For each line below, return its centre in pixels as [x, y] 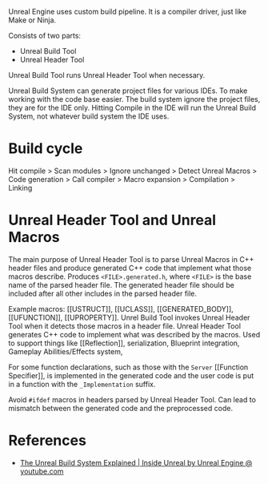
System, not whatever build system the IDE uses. [89, 116]
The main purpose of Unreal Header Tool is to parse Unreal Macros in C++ [131, 259]
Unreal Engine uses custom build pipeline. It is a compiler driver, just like [127, 12]
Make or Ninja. [32, 20]
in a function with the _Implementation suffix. [82, 384]
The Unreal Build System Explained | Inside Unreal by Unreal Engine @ [136, 462]
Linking [20, 188]
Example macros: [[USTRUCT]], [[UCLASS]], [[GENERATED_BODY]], [121, 309]
